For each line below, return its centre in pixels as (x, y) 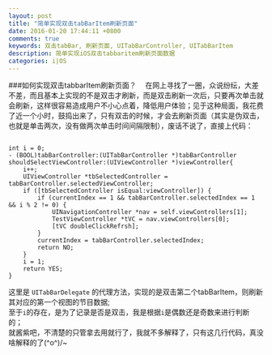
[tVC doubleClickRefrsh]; (95, 226)
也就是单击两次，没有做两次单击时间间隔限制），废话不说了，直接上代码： (131, 126)
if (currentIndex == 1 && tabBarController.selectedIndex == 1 (146, 198)
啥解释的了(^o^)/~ (38, 342)
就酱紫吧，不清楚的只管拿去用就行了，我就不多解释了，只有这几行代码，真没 (136, 332)
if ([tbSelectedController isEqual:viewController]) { (117, 190)
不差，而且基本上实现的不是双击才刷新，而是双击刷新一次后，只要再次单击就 (136, 95)
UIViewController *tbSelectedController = (96, 176)
